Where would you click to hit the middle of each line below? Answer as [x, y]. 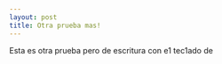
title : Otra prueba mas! [55, 25]
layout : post [33, 17]
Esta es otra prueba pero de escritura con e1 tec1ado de [111, 50]
